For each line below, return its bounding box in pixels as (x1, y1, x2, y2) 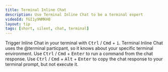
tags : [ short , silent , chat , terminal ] (5, 26, 89, 31)
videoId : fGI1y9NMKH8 (5, 17, 51, 22)
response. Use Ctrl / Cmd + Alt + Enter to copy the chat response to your (5, 56, 163, 62)
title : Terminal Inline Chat (5, 7, 67, 13)
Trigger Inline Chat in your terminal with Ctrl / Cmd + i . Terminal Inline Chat (5, 40, 163, 46)
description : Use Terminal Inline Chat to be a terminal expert (5, 12, 143, 17)
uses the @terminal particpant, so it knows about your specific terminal (5, 45, 154, 51)
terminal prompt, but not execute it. (5, 61, 79, 67)
